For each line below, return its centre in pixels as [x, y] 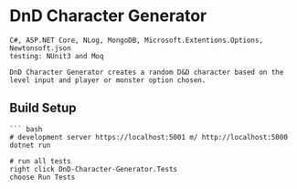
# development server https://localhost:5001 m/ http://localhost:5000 [148, 137]
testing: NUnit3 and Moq [57, 56]
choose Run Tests [42, 177]
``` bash [26, 129]
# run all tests [40, 161]
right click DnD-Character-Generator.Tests [94, 169]
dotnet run [30, 145]
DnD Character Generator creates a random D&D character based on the [147, 72]
